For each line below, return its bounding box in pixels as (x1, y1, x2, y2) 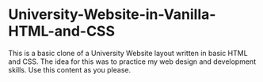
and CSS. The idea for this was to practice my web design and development (8, 57, 256, 66)
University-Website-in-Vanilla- (8, 6, 216, 24)
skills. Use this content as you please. (8, 65, 131, 74)
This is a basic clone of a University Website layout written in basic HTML (8, 48, 248, 58)
